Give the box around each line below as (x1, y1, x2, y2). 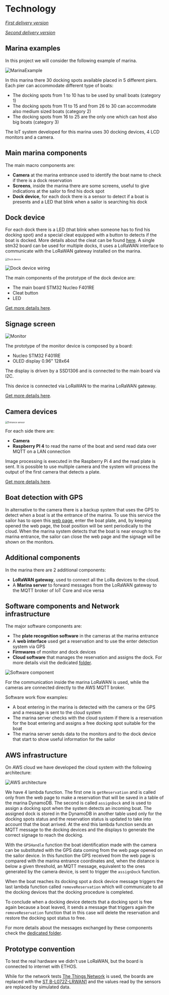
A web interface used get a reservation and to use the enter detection (12, 638, 158, 645)
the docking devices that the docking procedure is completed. (5, 889, 134, 895)
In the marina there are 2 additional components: (5, 567, 106, 573)
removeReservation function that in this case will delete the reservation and (5, 910, 160, 916)
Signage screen (5, 320, 55, 328)
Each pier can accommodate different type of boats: (5, 82, 114, 88)
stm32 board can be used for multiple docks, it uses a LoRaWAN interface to (5, 243, 164, 249)
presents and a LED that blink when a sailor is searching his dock (12, 199, 147, 205)
